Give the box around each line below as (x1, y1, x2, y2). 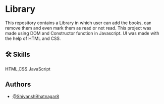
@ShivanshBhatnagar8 (12, 93, 59, 99)
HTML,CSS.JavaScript (5, 66, 51, 72)
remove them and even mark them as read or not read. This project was (5, 25, 152, 31)
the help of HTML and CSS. (5, 35, 61, 41)
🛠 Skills (5, 50, 31, 59)
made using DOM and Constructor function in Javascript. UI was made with (5, 30, 160, 36)
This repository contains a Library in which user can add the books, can (5, 20, 152, 26)
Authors (5, 80, 31, 89)
